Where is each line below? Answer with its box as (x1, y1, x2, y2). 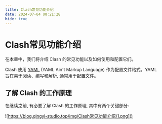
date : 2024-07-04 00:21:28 (5, 12, 61, 17)
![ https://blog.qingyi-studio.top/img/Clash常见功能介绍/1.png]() (5, 113, 133, 119)
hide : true (5, 16, 28, 21)
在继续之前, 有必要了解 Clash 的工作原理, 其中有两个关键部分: (5, 103, 129, 109)
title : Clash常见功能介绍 (5, 7, 54, 12)
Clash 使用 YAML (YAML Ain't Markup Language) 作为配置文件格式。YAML (5, 67, 157, 73)
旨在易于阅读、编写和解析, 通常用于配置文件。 (5, 73, 99, 79)
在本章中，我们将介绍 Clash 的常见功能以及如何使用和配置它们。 (5, 56, 136, 62)
